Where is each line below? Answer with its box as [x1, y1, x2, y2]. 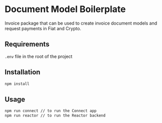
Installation [4, 68, 40, 76]
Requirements [4, 40, 49, 49]
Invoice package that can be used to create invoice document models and [4, 20, 157, 26]
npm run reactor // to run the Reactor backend [4, 113, 106, 118]
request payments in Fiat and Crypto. [4, 25, 81, 31]
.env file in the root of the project [4, 53, 73, 59]
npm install [4, 81, 29, 86]
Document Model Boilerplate [4, 4, 126, 15]
